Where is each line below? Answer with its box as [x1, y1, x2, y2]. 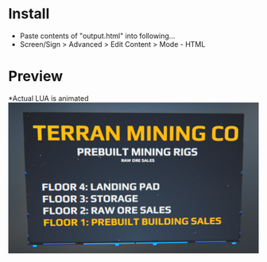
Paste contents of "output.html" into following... [19, 31, 176, 40]
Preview [8, 67, 64, 86]
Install [8, 5, 50, 23]
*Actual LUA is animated [8, 93, 89, 103]
